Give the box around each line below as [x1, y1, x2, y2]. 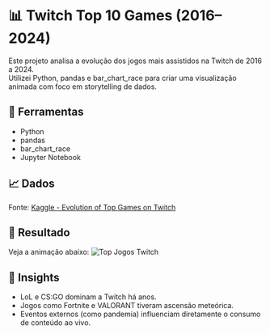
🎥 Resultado [8, 226, 70, 239]
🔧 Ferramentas [8, 105, 84, 119]
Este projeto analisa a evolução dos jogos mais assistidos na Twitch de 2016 [8, 56, 263, 66]
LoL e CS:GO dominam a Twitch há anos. [19, 292, 157, 302]
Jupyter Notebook [19, 152, 81, 162]
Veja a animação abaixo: [8, 247, 90, 257]
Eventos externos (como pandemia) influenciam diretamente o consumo [19, 309, 261, 319]
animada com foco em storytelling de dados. [8, 82, 158, 91]
